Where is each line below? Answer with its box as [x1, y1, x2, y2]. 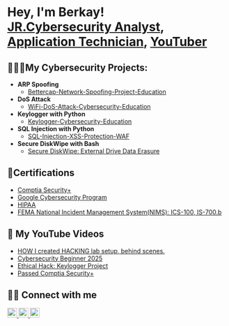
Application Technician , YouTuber [7, 34, 207, 50]
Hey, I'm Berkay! [7, 4, 104, 20]
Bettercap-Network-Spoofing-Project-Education [27, 88, 166, 96]
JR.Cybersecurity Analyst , [7, 19, 164, 35]
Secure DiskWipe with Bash [17, 140, 100, 147]
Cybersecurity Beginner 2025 [17, 254, 103, 262]
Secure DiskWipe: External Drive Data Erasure [27, 147, 160, 155]
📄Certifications [7, 167, 75, 179]
